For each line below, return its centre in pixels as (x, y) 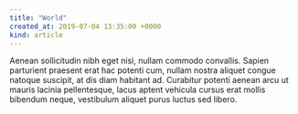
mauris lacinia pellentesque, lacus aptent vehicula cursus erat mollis (138, 90)
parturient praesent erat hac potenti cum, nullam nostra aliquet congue (143, 70)
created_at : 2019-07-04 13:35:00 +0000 (85, 26)
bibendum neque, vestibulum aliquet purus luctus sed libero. (123, 99)
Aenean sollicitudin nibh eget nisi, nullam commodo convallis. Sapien (139, 61)
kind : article (37, 35)
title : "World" (38, 18)
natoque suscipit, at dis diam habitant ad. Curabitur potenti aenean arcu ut (149, 80)
